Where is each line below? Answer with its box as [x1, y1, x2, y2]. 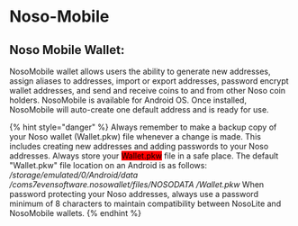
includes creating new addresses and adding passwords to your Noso [9, 141, 269, 151]
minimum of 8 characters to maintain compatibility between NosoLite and [9, 198, 282, 209]
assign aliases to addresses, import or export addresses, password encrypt [9, 76, 290, 86]
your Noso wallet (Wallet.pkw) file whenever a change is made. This [9, 131, 261, 141]
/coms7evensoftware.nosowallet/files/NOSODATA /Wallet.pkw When [9, 179, 265, 190]
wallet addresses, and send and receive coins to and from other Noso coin [9, 86, 286, 95]
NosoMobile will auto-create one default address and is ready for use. [9, 104, 269, 114]
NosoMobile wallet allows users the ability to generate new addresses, [9, 66, 271, 77]
